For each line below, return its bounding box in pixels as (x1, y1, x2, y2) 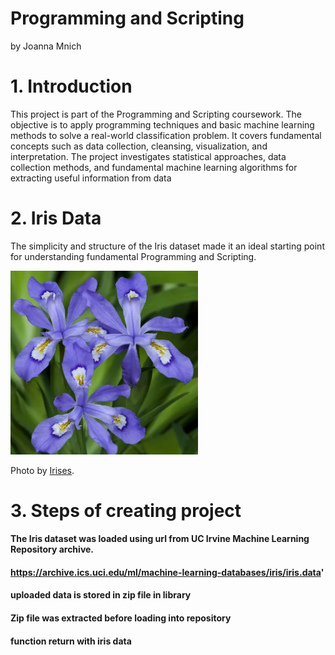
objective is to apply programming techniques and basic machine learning (10, 118, 315, 131)
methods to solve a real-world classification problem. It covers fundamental (10, 129, 322, 141)
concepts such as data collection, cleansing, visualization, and (10, 140, 268, 152)
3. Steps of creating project (10, 499, 242, 522)
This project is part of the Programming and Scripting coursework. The (10, 108, 302, 120)
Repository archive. (10, 543, 95, 556)
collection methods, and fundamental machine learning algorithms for (10, 161, 298, 173)
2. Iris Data (10, 207, 102, 230)
